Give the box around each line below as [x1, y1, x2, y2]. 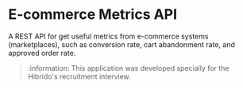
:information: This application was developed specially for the [27, 63, 229, 72]
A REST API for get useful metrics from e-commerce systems [8, 31, 209, 41]
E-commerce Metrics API [8, 5, 177, 24]
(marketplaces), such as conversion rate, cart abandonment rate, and [8, 39, 236, 49]
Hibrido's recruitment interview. [27, 71, 131, 81]
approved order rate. [8, 48, 76, 57]
